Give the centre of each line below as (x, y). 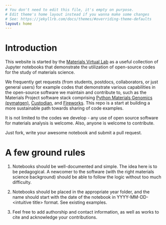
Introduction (31, 48)
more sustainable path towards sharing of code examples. (64, 108)
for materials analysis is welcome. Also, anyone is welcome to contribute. (80, 123)
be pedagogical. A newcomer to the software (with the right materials (83, 172)
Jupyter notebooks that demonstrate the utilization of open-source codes (80, 67)
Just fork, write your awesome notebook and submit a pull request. (74, 133)
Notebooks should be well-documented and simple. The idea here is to (85, 167)
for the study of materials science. (40, 72)
